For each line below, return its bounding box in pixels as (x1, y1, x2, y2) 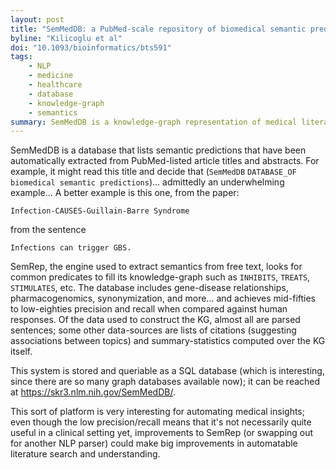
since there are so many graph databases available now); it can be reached (10, 376, 321, 388)
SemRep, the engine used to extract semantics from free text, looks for (10, 261, 303, 273)
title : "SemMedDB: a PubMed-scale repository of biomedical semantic (10, 24, 307, 34)
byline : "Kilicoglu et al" (10, 33, 123, 43)
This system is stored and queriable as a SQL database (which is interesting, (10, 365, 325, 377)
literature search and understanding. (10, 448, 161, 460)
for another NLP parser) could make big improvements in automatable (10, 437, 298, 450)
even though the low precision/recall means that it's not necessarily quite (10, 416, 312, 428)
